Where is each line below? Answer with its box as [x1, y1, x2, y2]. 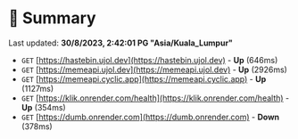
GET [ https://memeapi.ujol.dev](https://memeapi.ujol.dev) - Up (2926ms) [21, 64, 287, 75]
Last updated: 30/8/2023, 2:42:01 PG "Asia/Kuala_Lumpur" [8, 37, 234, 48]
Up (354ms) [21, 102, 66, 112]
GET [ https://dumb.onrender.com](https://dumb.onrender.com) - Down [21, 111, 280, 122]
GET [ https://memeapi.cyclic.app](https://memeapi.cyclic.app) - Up [21, 73, 267, 84]
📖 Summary [8, 8, 96, 29]
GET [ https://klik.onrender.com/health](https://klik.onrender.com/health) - [21, 93, 290, 103]
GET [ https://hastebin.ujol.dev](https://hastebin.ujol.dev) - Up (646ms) [21, 54, 278, 65]
